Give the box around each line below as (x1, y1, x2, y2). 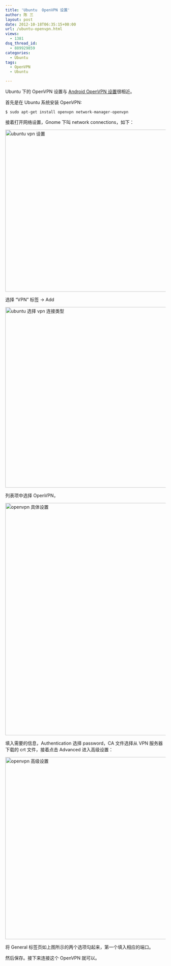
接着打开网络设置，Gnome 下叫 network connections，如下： (5, 119, 134, 125)
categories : (5, 50, 31, 55)
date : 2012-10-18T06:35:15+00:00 (5, 21, 76, 27)
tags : (5, 60, 17, 65)
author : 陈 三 (5, 12, 34, 17)
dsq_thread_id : (5, 41, 38, 46)
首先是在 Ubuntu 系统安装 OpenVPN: (5, 99, 82, 105)
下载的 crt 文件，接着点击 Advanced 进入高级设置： (5, 747, 113, 752)
